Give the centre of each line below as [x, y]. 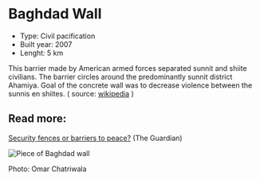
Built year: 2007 [46, 44]
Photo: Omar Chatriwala [47, 169]
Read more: [37, 119]
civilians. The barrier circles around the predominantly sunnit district [120, 76]
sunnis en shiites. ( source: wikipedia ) [71, 93]
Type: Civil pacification [57, 36]
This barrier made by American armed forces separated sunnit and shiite [128, 68]
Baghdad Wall [55, 14]
